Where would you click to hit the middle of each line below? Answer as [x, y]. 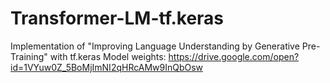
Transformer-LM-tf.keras [117, 18]
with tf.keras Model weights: [108, 56]
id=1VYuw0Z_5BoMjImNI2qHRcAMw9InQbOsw [107, 67]
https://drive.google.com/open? [234, 56]
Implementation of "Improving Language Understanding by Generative [155, 46]
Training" [29, 56]
